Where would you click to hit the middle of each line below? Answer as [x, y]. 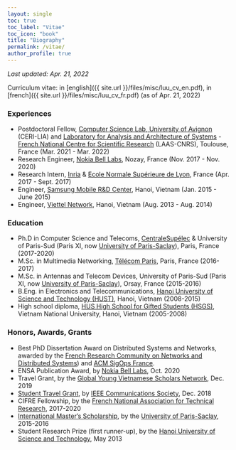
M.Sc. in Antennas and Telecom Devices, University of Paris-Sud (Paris [122, 276]
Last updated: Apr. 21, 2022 [48, 74]
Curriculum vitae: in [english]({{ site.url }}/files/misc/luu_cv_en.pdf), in [109, 87]
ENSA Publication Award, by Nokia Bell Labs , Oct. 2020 [98, 370]
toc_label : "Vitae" [36, 27]
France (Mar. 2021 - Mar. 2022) [64, 152]
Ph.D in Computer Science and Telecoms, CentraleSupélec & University [122, 238]
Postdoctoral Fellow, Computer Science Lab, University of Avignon [115, 129]
